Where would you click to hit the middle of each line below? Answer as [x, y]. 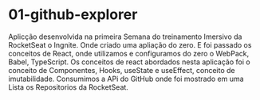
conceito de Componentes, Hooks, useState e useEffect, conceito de [122, 70]
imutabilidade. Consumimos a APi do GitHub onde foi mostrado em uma [126, 79]
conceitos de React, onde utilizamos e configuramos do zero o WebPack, [129, 53]
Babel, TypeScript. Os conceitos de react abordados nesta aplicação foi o [129, 62]
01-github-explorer [73, 15]
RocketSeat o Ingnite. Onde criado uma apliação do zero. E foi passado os [130, 44]
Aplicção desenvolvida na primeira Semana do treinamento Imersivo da [125, 37]
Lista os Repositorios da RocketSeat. [69, 87]
